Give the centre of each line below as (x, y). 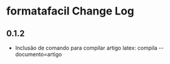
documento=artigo (39, 54)
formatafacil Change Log (70, 11)
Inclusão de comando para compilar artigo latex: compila (86, 48)
